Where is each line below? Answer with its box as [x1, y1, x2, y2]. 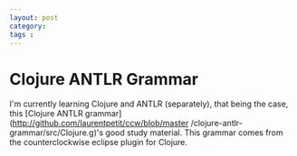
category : [9, 22, 47, 31]
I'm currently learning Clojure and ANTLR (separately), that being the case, [9, 98, 289, 109]
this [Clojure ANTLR [9, 108, 83, 119]
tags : [9, 30, 34, 39]
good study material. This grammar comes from [105, 127, 283, 138]
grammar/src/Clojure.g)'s [9, 127, 104, 138]
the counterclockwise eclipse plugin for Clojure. [9, 137, 188, 148]
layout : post [9, 13, 59, 23]
